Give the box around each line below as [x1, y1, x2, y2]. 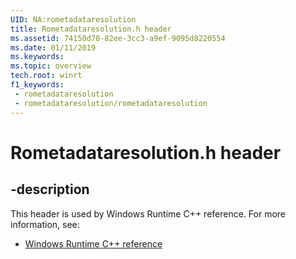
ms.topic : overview [10, 61, 92, 71]
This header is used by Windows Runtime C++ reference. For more [10, 207, 287, 220]
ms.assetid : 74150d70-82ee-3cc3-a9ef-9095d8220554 [10, 33, 226, 43]
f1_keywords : [10, 80, 65, 90]
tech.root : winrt [10, 71, 83, 81]
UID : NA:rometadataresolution [10, 14, 137, 25]
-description [10, 181, 90, 198]
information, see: [10, 218, 80, 230]
